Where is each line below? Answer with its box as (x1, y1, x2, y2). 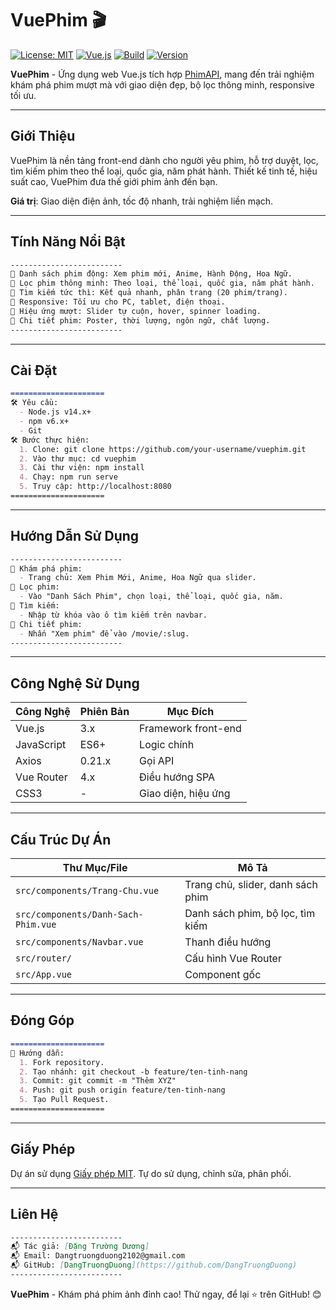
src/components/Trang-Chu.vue (15, 885, 160, 897)
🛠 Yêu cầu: (10, 398, 59, 408)
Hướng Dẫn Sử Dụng (10, 528, 140, 545)
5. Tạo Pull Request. (19, 1095, 110, 1105)
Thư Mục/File (62, 861, 128, 875)
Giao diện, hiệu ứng (139, 787, 231, 801)
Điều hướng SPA (139, 770, 216, 784)
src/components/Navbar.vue (15, 937, 144, 948)
